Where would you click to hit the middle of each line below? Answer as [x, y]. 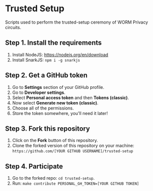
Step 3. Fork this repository [48, 128]
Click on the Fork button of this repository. [55, 140]
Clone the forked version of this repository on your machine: [73, 146]
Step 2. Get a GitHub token [46, 75]
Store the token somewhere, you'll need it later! [60, 113]
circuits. [13, 27]
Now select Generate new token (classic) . [55, 103]
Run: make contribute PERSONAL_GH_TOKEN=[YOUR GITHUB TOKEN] [76, 183]
